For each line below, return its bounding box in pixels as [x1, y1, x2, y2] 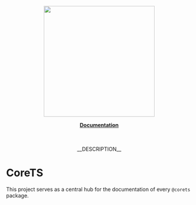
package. [6, 192, 29, 199]
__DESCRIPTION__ [77, 145, 122, 152]
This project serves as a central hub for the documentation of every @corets [6, 186, 191, 193]
